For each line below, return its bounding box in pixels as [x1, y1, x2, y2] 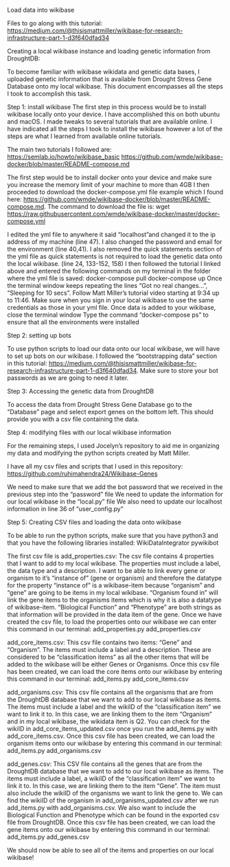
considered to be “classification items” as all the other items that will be [7, 653, 209, 661]
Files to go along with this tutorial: [7, 19, 103, 27]
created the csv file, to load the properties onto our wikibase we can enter [7, 618, 217, 626]
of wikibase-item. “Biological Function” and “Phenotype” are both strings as [7, 603, 222, 611]
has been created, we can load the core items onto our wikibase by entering [7, 668, 222, 675]
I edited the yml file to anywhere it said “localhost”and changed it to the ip [7, 230, 216, 238]
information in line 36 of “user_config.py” [7, 505, 124, 513]
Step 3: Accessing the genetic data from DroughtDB [7, 387, 154, 395]
